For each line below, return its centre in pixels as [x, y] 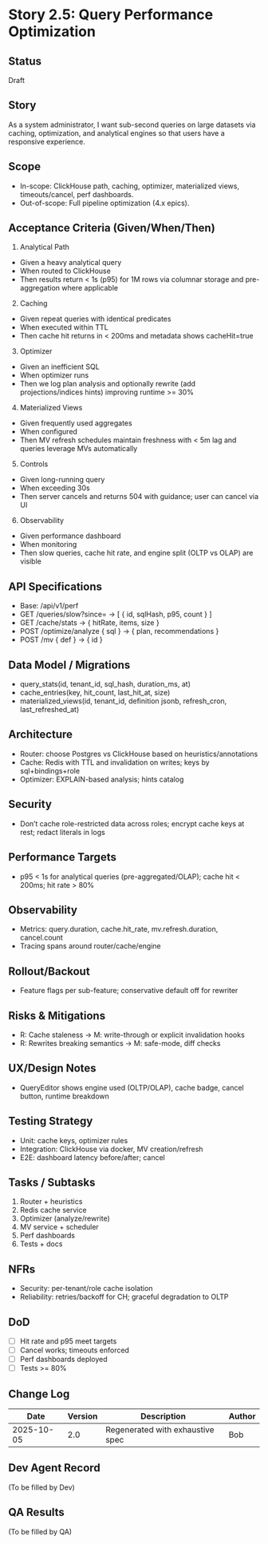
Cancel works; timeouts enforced [75, 1350]
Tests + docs [41, 1244]
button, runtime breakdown [65, 1096]
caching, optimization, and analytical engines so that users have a [116, 133]
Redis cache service [53, 1210]
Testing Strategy [51, 1121]
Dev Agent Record [55, 1468]
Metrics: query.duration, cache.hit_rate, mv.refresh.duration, [119, 929]
